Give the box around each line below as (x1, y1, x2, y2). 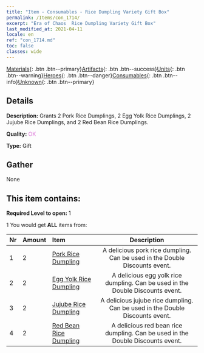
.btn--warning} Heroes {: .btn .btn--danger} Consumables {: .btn (6, 71, 162, 79)
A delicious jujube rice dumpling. (100, 296, 194, 305)
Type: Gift (6, 142, 32, 149)
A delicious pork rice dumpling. (102, 246, 191, 254)
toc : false (6, 43, 34, 49)
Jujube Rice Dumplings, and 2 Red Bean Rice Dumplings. (6, 118, 149, 125)
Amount (22, 236, 47, 244)
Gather (6, 159, 33, 170)
